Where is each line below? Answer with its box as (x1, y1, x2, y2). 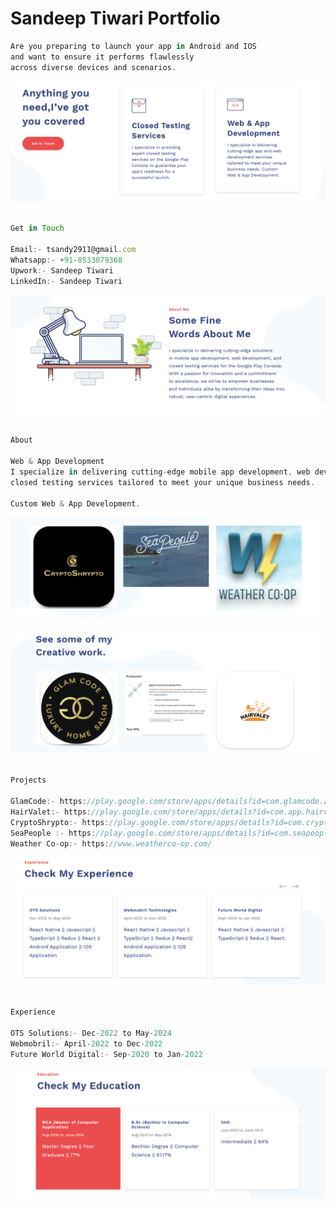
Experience (10, 1007, 56, 1017)
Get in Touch (10, 223, 65, 234)
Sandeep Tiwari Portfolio (10, 7, 221, 30)
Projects (10, 775, 47, 786)
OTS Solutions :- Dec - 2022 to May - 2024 (10, 1028, 172, 1038)
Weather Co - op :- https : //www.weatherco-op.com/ (10, 838, 213, 849)
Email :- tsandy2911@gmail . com (10, 245, 137, 255)
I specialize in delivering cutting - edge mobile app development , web (10, 467, 311, 477)
